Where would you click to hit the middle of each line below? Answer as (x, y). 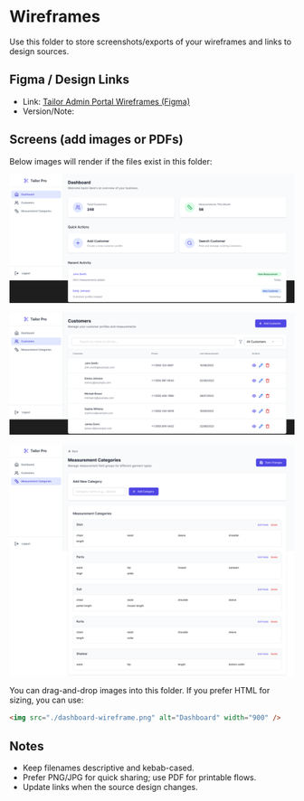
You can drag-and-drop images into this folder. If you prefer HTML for (140, 691)
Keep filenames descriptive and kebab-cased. (108, 768)
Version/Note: (48, 111)
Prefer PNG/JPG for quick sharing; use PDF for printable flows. (139, 777)
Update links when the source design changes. (110, 787)
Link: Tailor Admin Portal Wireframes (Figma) (106, 101)
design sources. (39, 51)
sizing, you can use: (47, 700)
